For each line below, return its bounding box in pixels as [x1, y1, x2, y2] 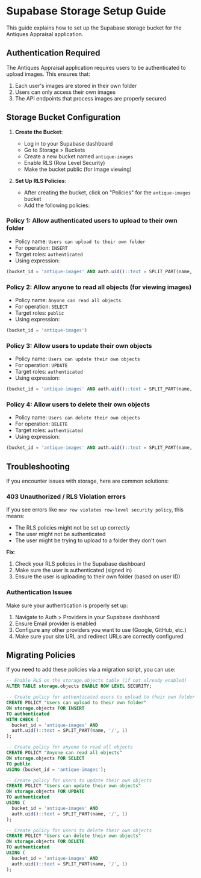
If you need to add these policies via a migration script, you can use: [6, 666, 176, 673]
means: [6, 513, 25, 520]
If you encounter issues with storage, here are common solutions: [6, 477, 169, 485]
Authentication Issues [6, 588, 72, 596]
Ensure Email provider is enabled [14, 620, 97, 627]
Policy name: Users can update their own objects [14, 355, 140, 362]
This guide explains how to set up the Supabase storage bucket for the [6, 24, 182, 31]
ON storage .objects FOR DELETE [6, 838, 85, 845]
